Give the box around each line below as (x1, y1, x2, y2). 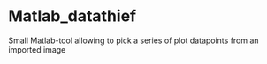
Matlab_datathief (8, 6, 137, 26)
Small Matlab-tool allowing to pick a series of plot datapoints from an (8, 35, 259, 46)
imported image (8, 44, 66, 54)
